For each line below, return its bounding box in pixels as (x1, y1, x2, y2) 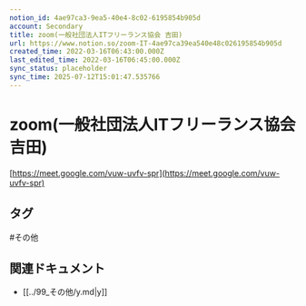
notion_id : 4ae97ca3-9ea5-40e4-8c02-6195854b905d (9, 13, 202, 23)
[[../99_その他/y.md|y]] (22, 287, 108, 298)
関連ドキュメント (9, 261, 105, 276)
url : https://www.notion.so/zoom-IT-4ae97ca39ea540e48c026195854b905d (9, 38, 282, 48)
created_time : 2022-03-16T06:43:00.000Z (9, 47, 165, 56)
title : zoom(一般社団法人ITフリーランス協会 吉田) (9, 30, 183, 39)
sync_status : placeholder (9, 64, 107, 74)
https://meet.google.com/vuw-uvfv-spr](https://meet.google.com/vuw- (12, 167, 280, 178)
